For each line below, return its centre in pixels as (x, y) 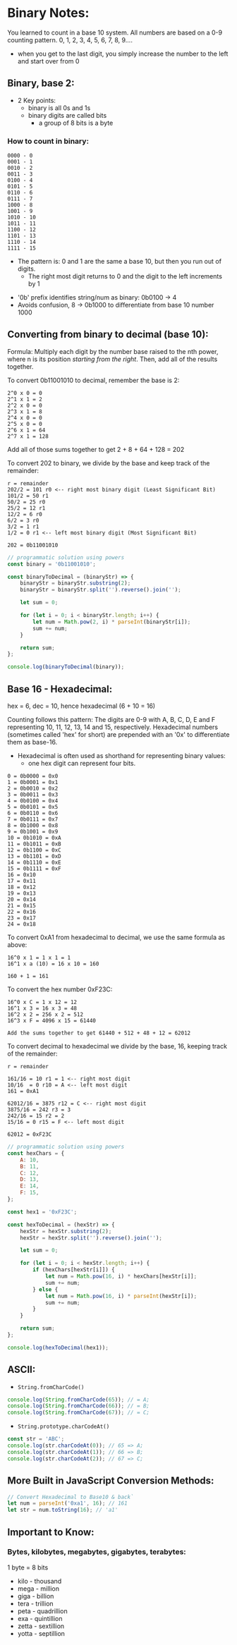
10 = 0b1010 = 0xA (34, 838)
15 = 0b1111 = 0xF (34, 869)
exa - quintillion (40, 1618)
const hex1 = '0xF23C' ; (42, 1212)
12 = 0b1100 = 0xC (34, 850)
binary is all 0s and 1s (59, 108)
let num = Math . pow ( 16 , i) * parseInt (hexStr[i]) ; (121, 1296)
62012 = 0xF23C (30, 1135)
